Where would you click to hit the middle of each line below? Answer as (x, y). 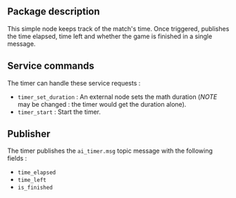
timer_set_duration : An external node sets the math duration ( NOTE (117, 97)
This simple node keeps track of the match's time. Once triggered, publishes (118, 28)
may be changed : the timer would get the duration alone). (102, 104)
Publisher (29, 134)
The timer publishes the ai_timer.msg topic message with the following (110, 151)
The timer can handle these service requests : (74, 83)
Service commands (51, 66)
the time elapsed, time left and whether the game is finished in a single (110, 36)
